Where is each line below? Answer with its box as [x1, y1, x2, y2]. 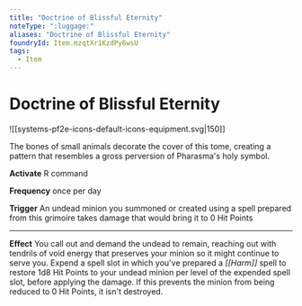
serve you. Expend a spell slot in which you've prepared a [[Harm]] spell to [9, 257, 287, 268]
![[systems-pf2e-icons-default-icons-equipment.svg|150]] [9, 123, 226, 134]
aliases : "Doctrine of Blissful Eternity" [9, 30, 171, 39]
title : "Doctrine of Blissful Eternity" [9, 13, 164, 22]
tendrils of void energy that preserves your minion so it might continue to [9, 247, 280, 258]
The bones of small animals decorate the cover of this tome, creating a [9, 140, 271, 151]
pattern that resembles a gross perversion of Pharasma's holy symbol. [9, 150, 270, 161]
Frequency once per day [9, 185, 102, 196]
